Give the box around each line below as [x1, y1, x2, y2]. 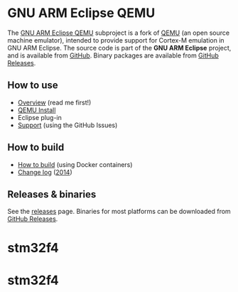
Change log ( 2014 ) [17, 168, 72, 176]
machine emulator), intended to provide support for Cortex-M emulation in [7, 36, 225, 44]
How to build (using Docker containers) [17, 160, 133, 168]
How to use [7, 80, 58, 92]
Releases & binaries [7, 188, 97, 200]
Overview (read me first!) [17, 98, 92, 107]
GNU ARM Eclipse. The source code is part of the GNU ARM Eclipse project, [7, 43, 232, 52]
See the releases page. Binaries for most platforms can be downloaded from [7, 207, 231, 216]
